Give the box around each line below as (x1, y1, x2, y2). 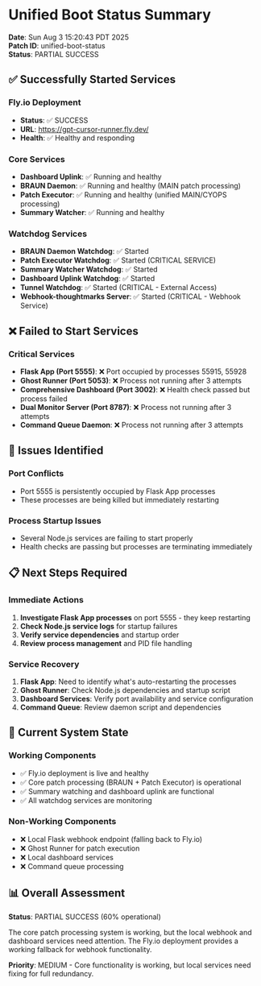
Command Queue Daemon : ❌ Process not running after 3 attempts (19, 420, 244, 429)
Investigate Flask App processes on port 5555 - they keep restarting (19, 612, 251, 622)
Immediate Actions (8, 594, 85, 606)
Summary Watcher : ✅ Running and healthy (19, 207, 165, 217)
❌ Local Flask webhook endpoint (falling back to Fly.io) (19, 834, 203, 843)
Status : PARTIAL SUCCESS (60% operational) (8, 912, 161, 922)
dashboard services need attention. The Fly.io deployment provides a (8, 936, 239, 946)
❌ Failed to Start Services (8, 324, 139, 338)
